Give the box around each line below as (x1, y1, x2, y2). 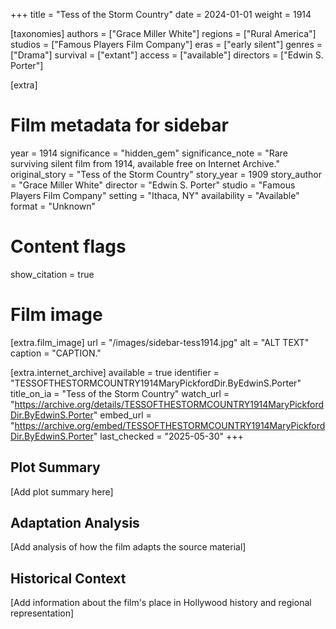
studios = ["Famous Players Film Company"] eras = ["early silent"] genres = (10, 39, 323, 50)
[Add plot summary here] (10, 485, 114, 498)
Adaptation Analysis (10, 515, 140, 532)
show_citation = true (10, 268, 95, 280)
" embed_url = (93, 409, 152, 421)
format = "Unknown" (10, 200, 97, 212)
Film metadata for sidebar (10, 114, 229, 137)
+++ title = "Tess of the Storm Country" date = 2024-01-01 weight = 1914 (10, 9, 312, 20)
